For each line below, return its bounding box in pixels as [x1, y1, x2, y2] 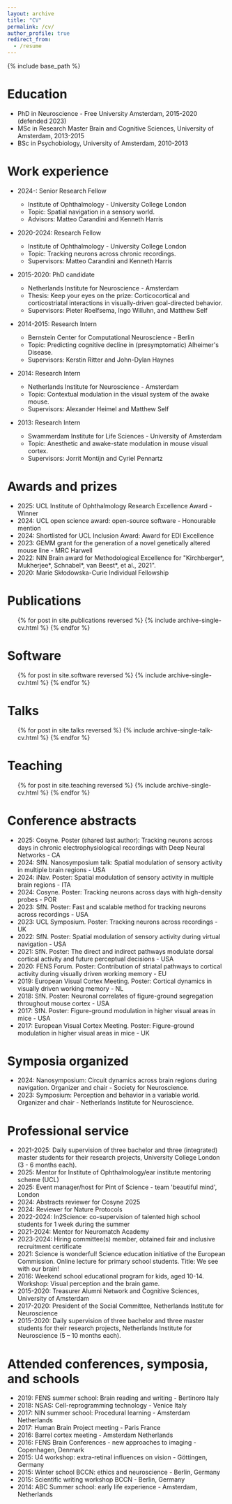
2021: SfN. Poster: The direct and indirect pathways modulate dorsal [17, 947, 214, 955]
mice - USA [17, 1014, 51, 1022]
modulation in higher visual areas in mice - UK [17, 1029, 150, 1037]
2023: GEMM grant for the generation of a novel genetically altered [17, 538, 210, 547]
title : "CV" [7, 17, 42, 24]
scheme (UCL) [17, 1176, 59, 1184]
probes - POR [17, 895, 57, 904]
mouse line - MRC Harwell [17, 546, 93, 554]
